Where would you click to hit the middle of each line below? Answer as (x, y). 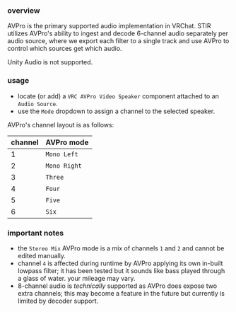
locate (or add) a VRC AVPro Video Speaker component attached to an (118, 96)
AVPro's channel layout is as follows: (61, 125)
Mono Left (62, 154)
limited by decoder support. (58, 301)
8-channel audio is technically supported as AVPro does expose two (117, 286)
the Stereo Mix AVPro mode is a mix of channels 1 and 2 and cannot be (121, 248)
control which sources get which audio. (65, 49)
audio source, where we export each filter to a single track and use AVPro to (118, 41)
